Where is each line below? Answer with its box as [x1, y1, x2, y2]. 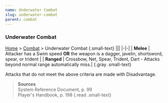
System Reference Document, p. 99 [17, 86, 93, 92]
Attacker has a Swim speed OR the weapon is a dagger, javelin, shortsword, [5, 50, 163, 56]
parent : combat [5, 17, 37, 22]
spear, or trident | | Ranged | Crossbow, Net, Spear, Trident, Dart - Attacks [5, 56, 160, 62]
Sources [17, 81, 36, 87]
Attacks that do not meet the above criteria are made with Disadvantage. [5, 71, 157, 77]
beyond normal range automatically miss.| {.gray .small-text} [5, 61, 132, 67]
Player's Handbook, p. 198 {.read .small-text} [17, 92, 112, 98]
